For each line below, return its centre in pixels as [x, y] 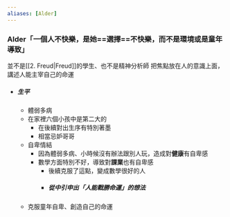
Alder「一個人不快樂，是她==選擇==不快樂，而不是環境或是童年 [115, 39]
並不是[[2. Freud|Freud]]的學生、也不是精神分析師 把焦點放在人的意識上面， [115, 66]
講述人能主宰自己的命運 [41, 74]
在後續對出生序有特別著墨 [74, 127]
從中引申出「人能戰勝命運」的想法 [97, 188]
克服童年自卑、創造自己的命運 [70, 206]
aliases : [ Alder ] [32, 13]
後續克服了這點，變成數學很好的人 [97, 171]
